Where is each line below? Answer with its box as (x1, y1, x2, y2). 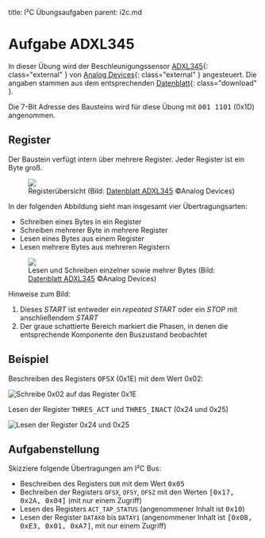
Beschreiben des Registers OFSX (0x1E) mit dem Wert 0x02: (8, 373, 204, 383)
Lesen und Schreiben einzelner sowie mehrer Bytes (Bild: (28, 265, 216, 275)
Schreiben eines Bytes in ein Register (19, 216, 142, 226)
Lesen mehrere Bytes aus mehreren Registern (19, 242, 171, 251)
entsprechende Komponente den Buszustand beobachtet (19, 330, 208, 339)
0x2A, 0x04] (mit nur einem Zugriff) (19, 496, 143, 506)
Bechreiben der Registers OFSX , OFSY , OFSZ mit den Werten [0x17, (19, 487, 235, 497)
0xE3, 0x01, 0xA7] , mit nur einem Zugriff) (19, 521, 167, 531)
